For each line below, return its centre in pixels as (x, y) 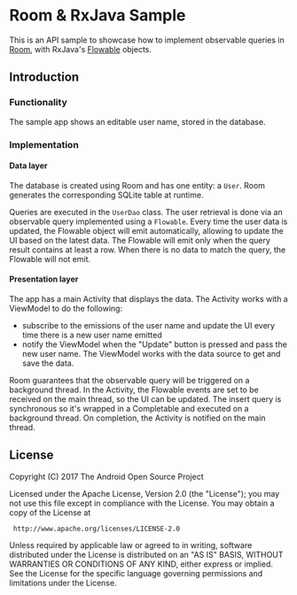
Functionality (39, 103)
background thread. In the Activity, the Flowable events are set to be (134, 390)
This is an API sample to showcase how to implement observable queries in (147, 40)
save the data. (48, 363)
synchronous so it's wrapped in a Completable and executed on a (129, 408)
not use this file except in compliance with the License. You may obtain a (142, 503)
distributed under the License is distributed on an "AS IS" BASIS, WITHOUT (146, 554)
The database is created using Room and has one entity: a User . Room (137, 185)
